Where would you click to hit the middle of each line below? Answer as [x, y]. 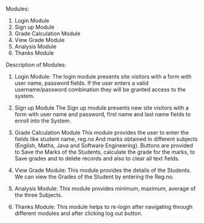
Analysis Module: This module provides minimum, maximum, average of [105, 189]
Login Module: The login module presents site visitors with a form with [103, 76]
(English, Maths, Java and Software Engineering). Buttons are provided [104, 145]
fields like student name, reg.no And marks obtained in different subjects [106, 139]
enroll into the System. [43, 121]
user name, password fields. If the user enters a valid [82, 83]
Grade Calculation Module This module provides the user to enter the [102, 133]
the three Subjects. [38, 195]
